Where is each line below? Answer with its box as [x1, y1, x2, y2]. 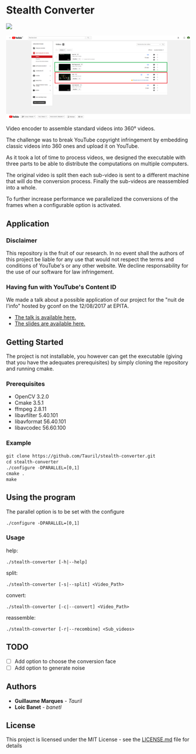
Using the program [6, 492, 76, 502]
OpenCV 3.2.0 [14, 393, 49, 400]
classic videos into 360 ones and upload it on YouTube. [6, 143, 139, 150]
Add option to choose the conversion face [14, 658, 116, 665]
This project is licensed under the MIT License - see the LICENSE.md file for [6, 736, 190, 743]
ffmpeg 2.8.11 [14, 405, 47, 412]
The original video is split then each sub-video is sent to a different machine [6, 171, 190, 179]
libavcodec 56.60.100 [14, 424, 66, 431]
